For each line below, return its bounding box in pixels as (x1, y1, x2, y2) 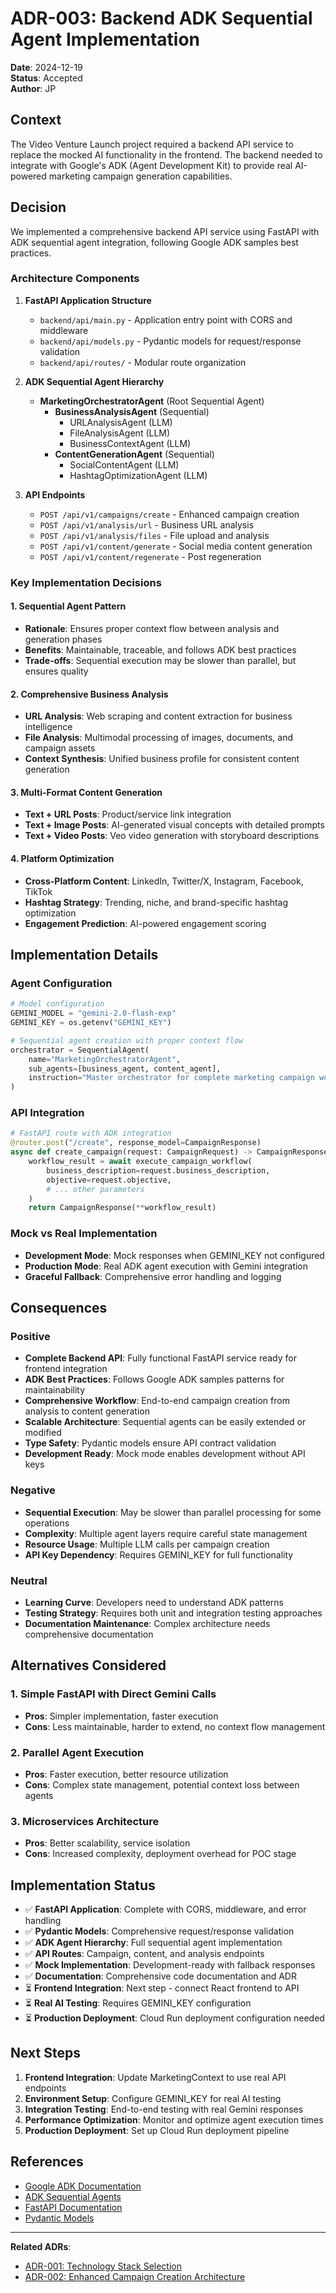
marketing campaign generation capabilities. (48, 170, 233, 182)
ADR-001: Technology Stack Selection (24, 2260, 183, 2272)
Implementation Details (10, 946, 159, 963)
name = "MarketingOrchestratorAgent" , (28, 1054, 182, 1064)
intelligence (24, 721, 73, 733)
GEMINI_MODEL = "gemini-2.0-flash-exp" (10, 1008, 177, 1019)
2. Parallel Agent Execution (10, 1745, 145, 1759)
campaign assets (24, 742, 96, 754)
